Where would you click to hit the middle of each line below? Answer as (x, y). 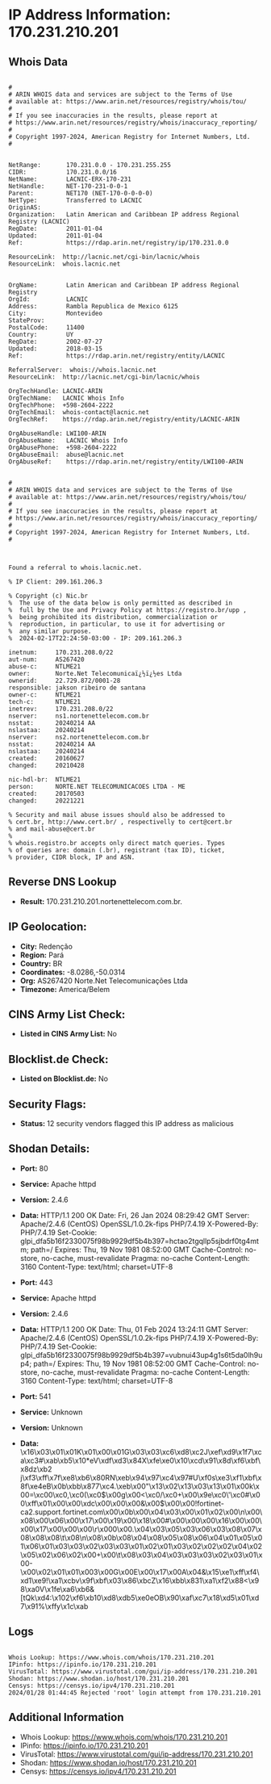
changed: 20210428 (46, 765)
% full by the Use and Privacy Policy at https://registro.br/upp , (128, 610)
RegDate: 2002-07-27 (56, 341)
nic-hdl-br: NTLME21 (45, 780)
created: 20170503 (46, 794)
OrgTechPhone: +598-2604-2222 (61, 405)
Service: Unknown (51, 1412)
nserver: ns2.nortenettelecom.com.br (79, 737)
